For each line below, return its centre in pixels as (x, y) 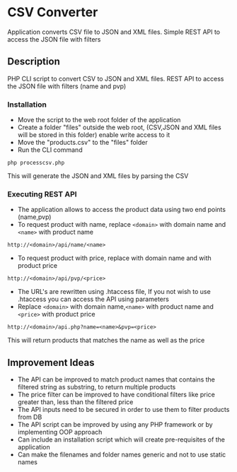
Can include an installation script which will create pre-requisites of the (121, 439)
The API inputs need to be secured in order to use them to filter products (123, 410)
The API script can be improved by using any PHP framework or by (115, 425)
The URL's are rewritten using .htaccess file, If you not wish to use (114, 292)
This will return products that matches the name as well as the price (106, 341)
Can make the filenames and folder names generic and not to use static (122, 455)
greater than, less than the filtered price (75, 402)
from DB (30, 417)
